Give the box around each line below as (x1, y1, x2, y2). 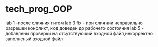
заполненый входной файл (5, 36, 63, 42)
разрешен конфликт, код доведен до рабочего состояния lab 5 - (5, 25, 144, 31)
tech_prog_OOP (5, 3, 72, 15)
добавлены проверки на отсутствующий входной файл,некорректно (5, 30, 153, 36)
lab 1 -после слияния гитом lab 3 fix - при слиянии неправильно (5, 20, 143, 26)
